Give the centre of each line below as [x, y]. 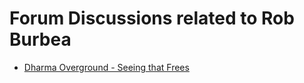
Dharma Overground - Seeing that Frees [106, 67]
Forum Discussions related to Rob [152, 18]
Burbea [40, 39]
